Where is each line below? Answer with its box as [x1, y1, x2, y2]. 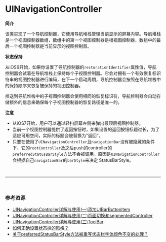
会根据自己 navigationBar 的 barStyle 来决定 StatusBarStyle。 [12, 157, 134, 163]
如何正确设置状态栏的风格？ [12, 225, 69, 231]
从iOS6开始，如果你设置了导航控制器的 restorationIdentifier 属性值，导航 [5, 64, 157, 70]
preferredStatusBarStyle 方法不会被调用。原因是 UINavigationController [12, 151, 160, 157]
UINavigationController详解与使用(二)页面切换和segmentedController [12, 213, 153, 219]
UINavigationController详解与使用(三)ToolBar [12, 219, 104, 225]
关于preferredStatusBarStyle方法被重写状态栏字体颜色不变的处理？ [12, 231, 149, 237]
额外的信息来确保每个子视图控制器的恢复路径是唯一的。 [9, 99, 122, 105]
